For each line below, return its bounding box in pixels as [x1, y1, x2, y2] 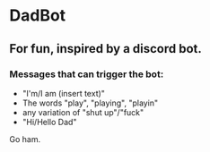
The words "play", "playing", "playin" [22, 97, 159, 108]
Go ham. [9, 133, 41, 144]
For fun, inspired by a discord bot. [9, 41, 202, 56]
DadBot [9, 5, 66, 26]
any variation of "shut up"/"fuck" [22, 106, 144, 117]
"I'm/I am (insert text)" [22, 88, 106, 98]
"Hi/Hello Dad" [22, 116, 77, 127]
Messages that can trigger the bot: [9, 68, 164, 80]
